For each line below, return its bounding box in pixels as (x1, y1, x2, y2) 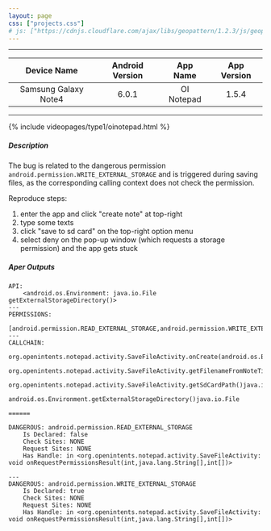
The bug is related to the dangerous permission (8, 161, 167, 170)
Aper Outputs (8, 261, 55, 271)
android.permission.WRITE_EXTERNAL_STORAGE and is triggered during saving (8, 169, 258, 179)
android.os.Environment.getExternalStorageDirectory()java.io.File (8, 395, 240, 403)
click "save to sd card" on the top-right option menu (19, 227, 194, 236)
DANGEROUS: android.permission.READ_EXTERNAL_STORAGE (8, 424, 194, 432)
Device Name (25, 65, 78, 77)
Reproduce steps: (8, 194, 67, 203)
